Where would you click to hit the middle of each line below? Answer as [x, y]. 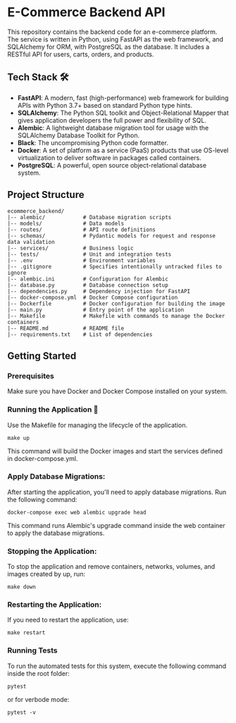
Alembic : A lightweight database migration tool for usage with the [113, 128]
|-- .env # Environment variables [82, 260]
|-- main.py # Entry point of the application [96, 310]
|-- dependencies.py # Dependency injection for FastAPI [99, 291]
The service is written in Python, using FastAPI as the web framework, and [116, 39]
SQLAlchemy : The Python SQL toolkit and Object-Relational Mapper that [123, 113]
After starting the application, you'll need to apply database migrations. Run [117, 492]
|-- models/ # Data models [66, 223]
